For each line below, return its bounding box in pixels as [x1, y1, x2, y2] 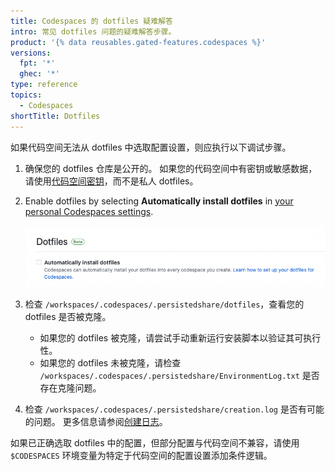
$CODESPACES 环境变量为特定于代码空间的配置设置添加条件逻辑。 [10, 450, 273, 462]
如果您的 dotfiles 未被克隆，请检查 [39, 357, 182, 369]
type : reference [10, 80, 78, 90]
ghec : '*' [19, 69, 60, 79]
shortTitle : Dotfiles [10, 111, 101, 121]
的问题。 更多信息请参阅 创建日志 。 [24, 416, 168, 428]
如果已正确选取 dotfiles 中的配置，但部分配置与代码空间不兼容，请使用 [10, 437, 300, 449]
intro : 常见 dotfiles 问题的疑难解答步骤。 [10, 26, 177, 37]
